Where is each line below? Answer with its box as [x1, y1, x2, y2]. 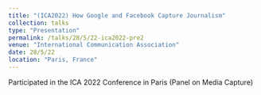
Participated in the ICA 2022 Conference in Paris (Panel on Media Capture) [8, 77, 254, 87]
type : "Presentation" [8, 26, 80, 34]
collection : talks [8, 19, 69, 27]
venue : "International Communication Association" [8, 41, 180, 49]
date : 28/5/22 [8, 48, 56, 56]
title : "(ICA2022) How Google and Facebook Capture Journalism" [8, 11, 226, 20]
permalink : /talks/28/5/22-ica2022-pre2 [8, 33, 145, 42]
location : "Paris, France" [8, 56, 98, 64]
